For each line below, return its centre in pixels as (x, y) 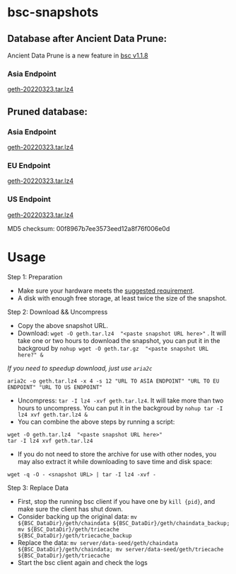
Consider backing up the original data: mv (77, 516)
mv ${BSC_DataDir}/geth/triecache (68, 529)
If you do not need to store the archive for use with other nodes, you (117, 454)
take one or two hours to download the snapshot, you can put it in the (119, 340)
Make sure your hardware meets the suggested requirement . (106, 291)
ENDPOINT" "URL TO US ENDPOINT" (55, 387)
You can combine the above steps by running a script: (96, 422)
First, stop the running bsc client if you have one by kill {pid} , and (116, 501)
